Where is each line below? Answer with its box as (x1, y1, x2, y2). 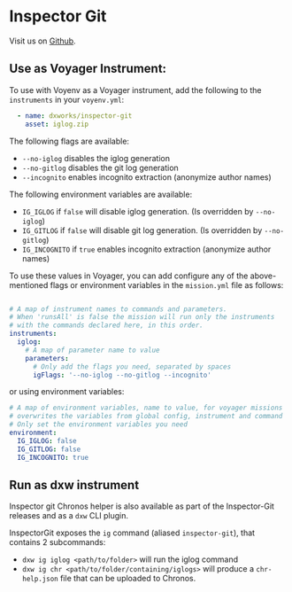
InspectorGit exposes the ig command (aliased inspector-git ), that (9, 527, 255, 538)
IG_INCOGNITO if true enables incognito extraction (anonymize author (21, 244, 272, 254)
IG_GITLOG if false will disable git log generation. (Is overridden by (21, 224, 263, 236)
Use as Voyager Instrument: (9, 61, 166, 76)
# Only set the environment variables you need (9, 420, 188, 429)
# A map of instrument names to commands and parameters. (9, 304, 227, 314)
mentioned (9, 279, 49, 290)
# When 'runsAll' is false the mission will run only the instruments (9, 313, 275, 322)
